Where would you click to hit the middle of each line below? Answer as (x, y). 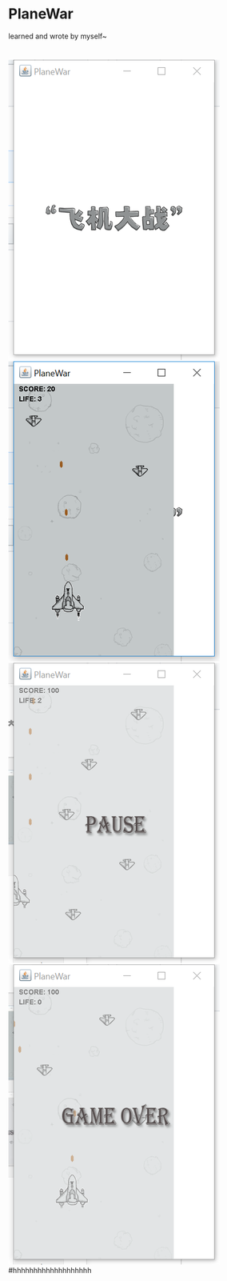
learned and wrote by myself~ (58, 36)
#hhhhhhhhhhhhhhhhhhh (50, 1271)
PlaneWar (41, 14)
